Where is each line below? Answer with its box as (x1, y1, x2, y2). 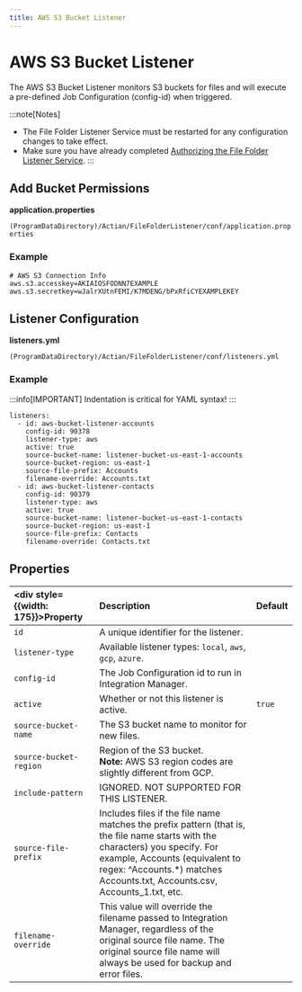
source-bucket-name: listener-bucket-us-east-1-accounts (25, 451, 244, 460)
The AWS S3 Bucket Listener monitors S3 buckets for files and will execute (9, 82, 287, 93)
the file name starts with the (99, 829, 218, 842)
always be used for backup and (99, 956, 232, 969)
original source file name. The (99, 934, 225, 946)
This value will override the (99, 900, 213, 913)
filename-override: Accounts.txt (25, 474, 151, 483)
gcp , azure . (99, 651, 144, 664)
